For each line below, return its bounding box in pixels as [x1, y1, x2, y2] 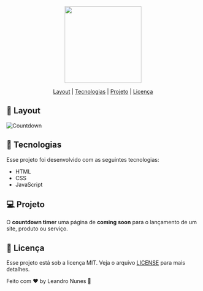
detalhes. [6, 266, 30, 273]
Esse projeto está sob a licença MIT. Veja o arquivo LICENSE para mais [6, 259, 186, 266]
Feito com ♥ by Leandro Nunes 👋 [6, 278, 92, 285]
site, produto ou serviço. [6, 225, 69, 232]
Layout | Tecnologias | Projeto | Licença [53, 88, 153, 95]
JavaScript [15, 181, 43, 188]
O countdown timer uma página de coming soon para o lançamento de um [6, 219, 197, 226]
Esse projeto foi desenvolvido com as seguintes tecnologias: [6, 156, 159, 163]
